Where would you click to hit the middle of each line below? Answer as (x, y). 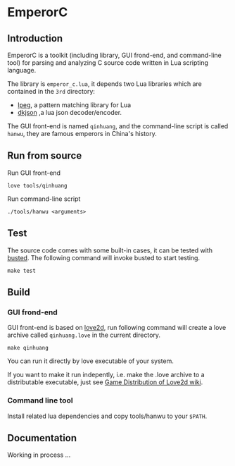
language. (22, 70)
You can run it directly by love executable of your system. (90, 361)
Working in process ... (39, 455)
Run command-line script (44, 199)
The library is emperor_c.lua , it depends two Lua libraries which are (105, 84)
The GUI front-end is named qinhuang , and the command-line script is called (118, 126)
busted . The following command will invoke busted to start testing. (104, 257)
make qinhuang (28, 348)
